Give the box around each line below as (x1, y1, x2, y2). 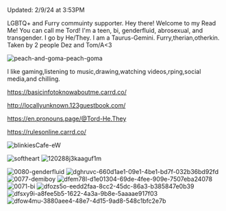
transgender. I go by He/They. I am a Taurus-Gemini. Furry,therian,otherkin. (7, 34, 220, 42)
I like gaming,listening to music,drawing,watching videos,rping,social (7, 68, 201, 75)
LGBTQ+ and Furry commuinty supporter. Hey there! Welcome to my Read (7, 19, 216, 27)
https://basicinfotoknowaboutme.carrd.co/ (7, 88, 127, 96)
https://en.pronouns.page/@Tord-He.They (7, 114, 127, 123)
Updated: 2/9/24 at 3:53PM (7, 6, 85, 14)
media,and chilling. (7, 75, 60, 83)
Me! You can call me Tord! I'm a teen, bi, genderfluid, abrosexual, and (7, 27, 203, 34)
